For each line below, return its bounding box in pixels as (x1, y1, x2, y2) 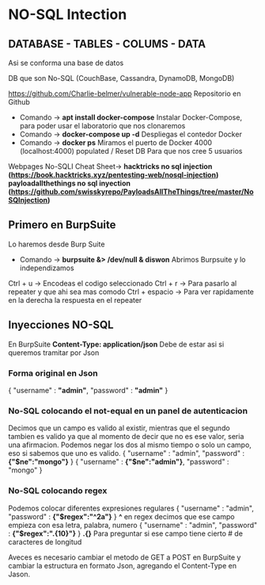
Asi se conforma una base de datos (8, 58, 124, 67)
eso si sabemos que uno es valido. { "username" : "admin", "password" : (8, 449, 245, 458)
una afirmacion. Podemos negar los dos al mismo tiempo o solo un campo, (8, 440, 252, 449)
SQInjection (8, 196, 48, 205)
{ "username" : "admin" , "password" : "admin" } (8, 385, 168, 395)
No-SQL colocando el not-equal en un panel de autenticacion (8, 405, 248, 416)
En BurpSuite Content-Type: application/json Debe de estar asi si (8, 339, 225, 349)
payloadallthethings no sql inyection (8, 178, 131, 188)
